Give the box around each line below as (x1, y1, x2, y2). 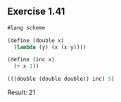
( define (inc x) (7, 56, 55, 63)
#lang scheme (7, 24, 46, 31)
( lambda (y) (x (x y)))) (13, 44, 87, 51)
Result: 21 (7, 88, 36, 97)
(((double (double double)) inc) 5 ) (7, 75, 115, 83)
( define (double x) (7, 37, 65, 44)
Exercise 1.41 (7, 6, 65, 18)
